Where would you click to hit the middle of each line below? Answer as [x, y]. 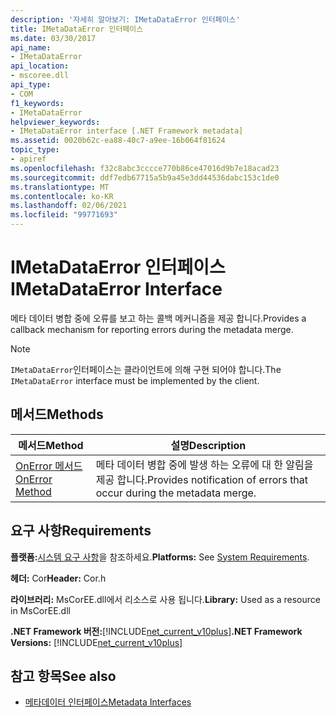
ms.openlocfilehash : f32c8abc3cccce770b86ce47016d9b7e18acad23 [145, 168]
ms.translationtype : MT [60, 187]
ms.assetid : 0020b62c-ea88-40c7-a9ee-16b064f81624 [118, 141]
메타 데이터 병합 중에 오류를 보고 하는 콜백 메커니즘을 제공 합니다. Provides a [158, 318]
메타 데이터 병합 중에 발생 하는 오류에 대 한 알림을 [204, 464]
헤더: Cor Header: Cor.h [58, 578]
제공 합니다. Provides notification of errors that [202, 479]
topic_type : [35, 150]
